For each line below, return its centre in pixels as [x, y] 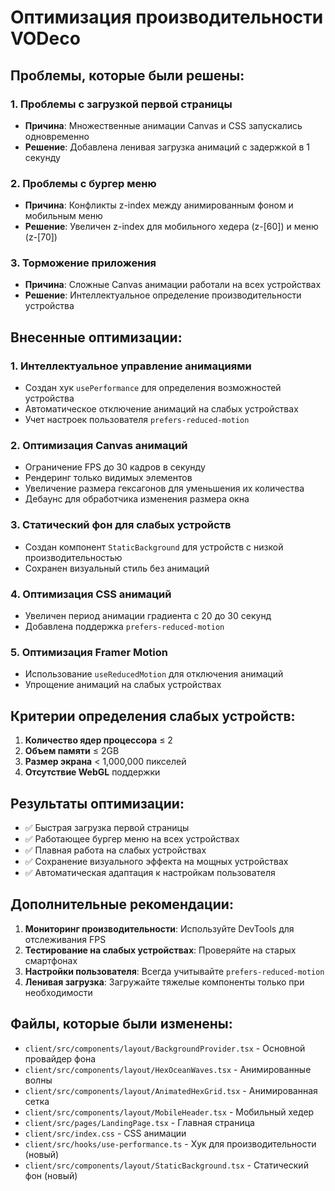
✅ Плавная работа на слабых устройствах [115, 850]
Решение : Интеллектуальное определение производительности [163, 295]
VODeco [45, 38]
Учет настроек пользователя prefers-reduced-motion [137, 420]
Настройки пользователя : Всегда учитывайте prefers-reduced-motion [174, 971]
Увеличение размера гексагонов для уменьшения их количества [164, 488]
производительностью [73, 557]
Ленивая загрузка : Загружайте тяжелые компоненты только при [164, 982]
